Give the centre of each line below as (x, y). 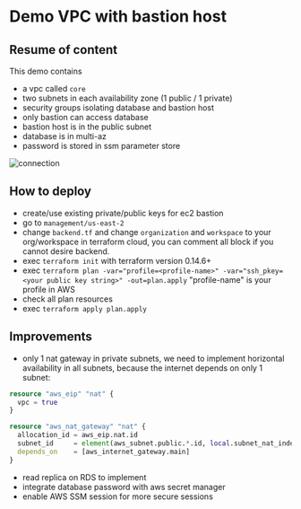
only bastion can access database (86, 117)
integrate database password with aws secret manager (124, 487)
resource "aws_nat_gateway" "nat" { (77, 427)
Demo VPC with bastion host (118, 17)
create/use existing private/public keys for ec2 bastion (123, 213)
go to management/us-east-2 (73, 223)
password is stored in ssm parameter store (101, 146)
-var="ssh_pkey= (253, 271)
